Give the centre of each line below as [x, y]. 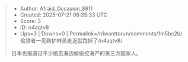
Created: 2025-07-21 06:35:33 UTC [64, 15]
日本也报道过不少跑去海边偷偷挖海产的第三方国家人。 [76, 53]
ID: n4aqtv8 [34, 27]
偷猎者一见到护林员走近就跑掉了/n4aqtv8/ [71, 40]
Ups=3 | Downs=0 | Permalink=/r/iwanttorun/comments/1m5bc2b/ [101, 34]
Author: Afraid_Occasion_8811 [56, 9]
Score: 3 [30, 21]
